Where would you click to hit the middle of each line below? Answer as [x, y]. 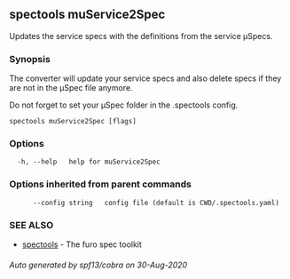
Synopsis [30, 59]
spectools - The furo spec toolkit [82, 244]
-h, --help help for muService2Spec [89, 162]
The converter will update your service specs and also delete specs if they [145, 78]
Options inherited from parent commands [101, 184]
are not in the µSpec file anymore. [71, 88]
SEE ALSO [31, 225]
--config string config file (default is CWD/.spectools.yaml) [156, 203]
